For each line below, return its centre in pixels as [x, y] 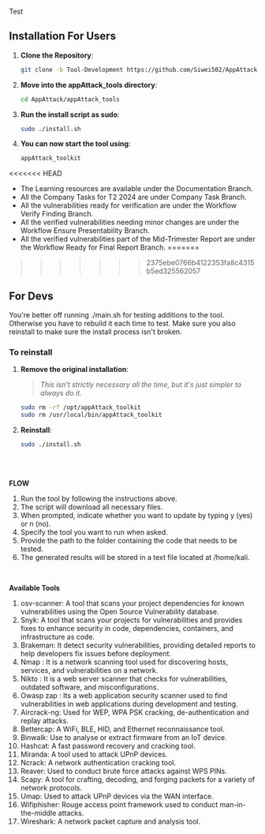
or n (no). [35, 524]
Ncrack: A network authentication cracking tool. [98, 763]
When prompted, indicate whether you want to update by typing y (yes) [136, 516]
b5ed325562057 [174, 271]
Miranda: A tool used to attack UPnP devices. [94, 754]
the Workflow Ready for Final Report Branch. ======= [110, 247]
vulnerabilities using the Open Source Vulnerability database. [119, 612]
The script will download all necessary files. [91, 507]
